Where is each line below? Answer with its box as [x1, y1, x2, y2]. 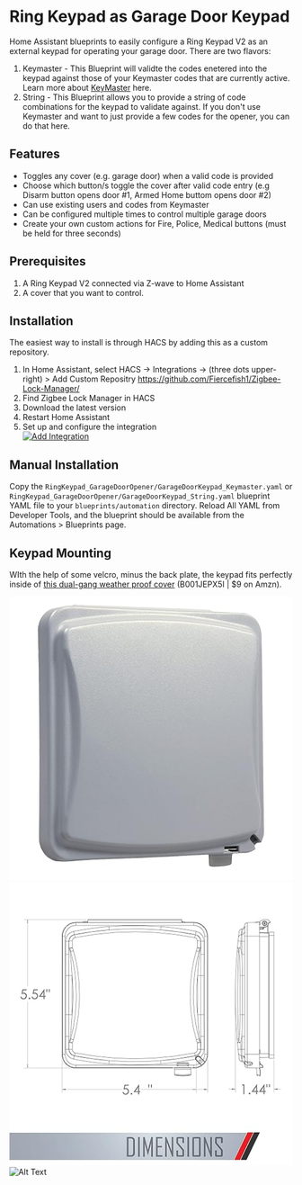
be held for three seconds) [22, 228, 121, 238]
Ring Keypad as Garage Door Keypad [9, 6, 290, 27]
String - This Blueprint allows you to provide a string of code [22, 92, 246, 103]
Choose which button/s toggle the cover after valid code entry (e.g [22, 180, 270, 191]
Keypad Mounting [9, 545, 112, 561]
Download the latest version [22, 402, 127, 413]
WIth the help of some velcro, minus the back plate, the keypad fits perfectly [9, 570, 293, 579]
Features [9, 147, 60, 162]
